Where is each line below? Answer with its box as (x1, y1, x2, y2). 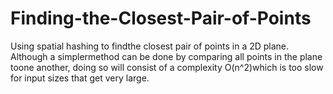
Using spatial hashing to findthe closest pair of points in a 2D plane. (10, 40, 290, 52)
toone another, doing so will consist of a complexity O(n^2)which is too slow (10, 61, 324, 73)
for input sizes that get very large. (10, 72, 150, 84)
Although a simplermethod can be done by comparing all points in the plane (10, 50, 323, 62)
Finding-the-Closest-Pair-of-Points (10, 7, 312, 30)
